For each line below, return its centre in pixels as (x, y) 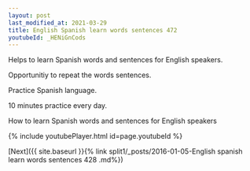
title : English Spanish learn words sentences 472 (93, 30)
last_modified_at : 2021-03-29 (58, 23)
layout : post (29, 15)
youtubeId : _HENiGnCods (47, 37)
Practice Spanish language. (52, 91)
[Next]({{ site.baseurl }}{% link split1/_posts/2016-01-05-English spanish (125, 151)
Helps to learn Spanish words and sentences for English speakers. (116, 60)
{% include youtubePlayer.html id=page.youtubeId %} (96, 136)
